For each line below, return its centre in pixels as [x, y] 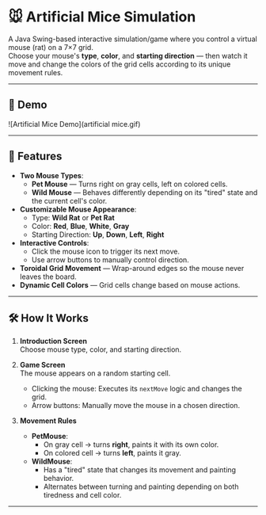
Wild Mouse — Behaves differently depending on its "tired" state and [144, 192]
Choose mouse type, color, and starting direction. [101, 349]
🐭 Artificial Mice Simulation [102, 17]
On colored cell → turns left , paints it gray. [112, 453]
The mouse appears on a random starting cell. [95, 373]
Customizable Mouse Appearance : [78, 209]
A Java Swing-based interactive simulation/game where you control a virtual [133, 39]
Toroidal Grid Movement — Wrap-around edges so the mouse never [132, 268]
